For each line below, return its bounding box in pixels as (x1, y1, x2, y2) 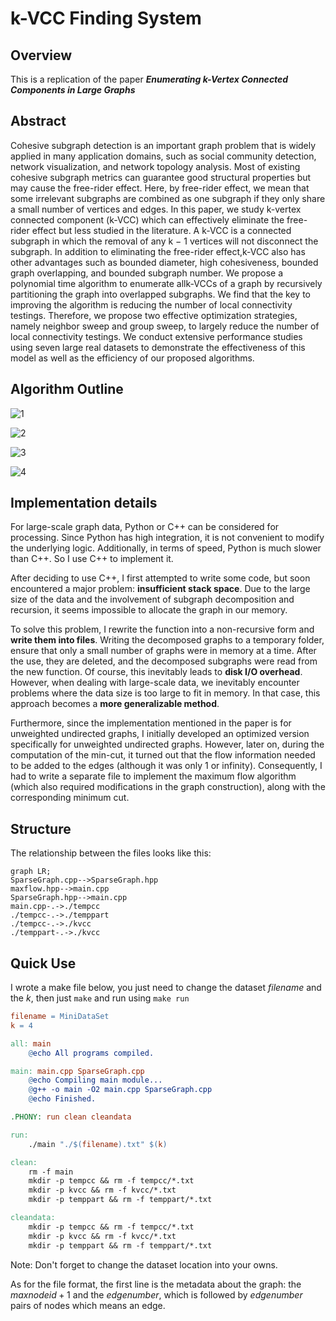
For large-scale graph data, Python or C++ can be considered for (10, 521, 280, 533)
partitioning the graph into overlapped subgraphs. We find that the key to (10, 288, 311, 300)
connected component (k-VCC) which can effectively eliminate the (10, 213, 285, 226)
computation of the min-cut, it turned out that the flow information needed (10, 749, 316, 761)
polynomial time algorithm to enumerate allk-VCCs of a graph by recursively (10, 277, 323, 289)
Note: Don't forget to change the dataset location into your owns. (10, 1258, 278, 1271)
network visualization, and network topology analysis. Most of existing (10, 160, 301, 172)
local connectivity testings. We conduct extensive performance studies (10, 330, 303, 342)
